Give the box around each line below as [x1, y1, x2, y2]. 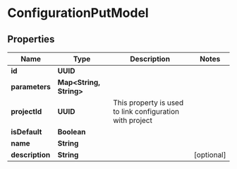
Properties [7, 33, 55, 45]
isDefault [11, 127, 42, 136]
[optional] [193, 150, 226, 160]
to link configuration [112, 107, 180, 116]
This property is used [112, 98, 184, 107]
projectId [11, 107, 42, 116]
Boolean [57, 127, 86, 136]
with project [112, 115, 153, 125]
